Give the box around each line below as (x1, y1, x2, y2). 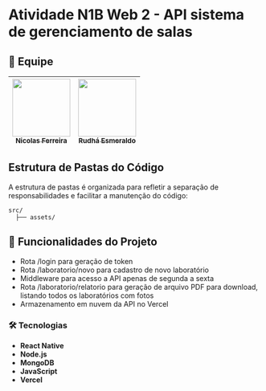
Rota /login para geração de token (19, 256, 133, 266)
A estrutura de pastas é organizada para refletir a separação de (8, 182, 219, 192)
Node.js (19, 349, 47, 359)
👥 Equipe (8, 55, 54, 68)
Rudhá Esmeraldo (78, 136, 137, 145)
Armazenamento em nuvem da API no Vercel (19, 299, 169, 308)
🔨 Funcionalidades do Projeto (8, 235, 158, 249)
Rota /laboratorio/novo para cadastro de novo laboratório (19, 265, 210, 275)
